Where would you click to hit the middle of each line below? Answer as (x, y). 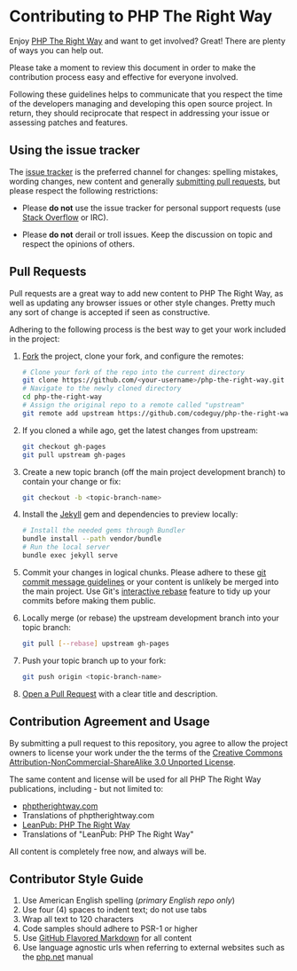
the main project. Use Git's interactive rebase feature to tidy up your (146, 591)
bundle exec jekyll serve (70, 556)
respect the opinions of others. (78, 244)
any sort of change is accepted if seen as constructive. (110, 312)
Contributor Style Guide (76, 879)
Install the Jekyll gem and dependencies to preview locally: (130, 514)
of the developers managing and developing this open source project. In (141, 103)
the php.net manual (58, 957)
